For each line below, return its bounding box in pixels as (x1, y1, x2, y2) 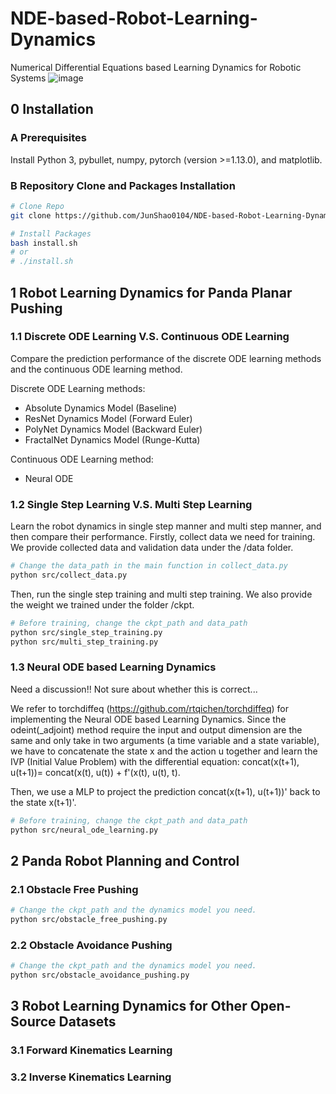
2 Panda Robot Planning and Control (10, 852, 240, 869)
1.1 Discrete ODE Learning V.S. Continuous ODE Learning (10, 330, 290, 344)
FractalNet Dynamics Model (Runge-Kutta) (24, 433, 201, 446)
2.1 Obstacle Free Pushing (10, 882, 139, 896)
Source (10, 1013, 57, 1031)
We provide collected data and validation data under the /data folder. (10, 542, 294, 554)
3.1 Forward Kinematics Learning (10, 1043, 173, 1057)
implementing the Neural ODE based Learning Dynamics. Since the (10, 713, 287, 725)
